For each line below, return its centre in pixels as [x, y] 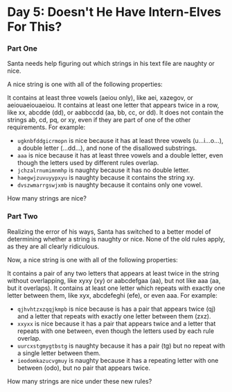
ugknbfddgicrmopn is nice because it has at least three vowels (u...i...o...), [120, 141]
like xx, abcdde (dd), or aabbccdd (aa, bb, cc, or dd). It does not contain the [115, 112]
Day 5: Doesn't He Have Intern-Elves [114, 12]
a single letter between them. [59, 353]
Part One [23, 49]
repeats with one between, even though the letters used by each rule [116, 331]
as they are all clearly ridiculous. [53, 246]
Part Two [23, 216]
